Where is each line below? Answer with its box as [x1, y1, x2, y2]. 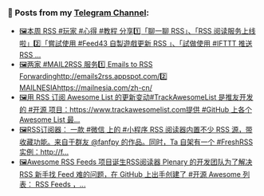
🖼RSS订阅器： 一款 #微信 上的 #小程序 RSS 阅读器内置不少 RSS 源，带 [18, 125, 253, 135]
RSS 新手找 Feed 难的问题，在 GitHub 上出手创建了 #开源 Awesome [18, 170, 241, 179]
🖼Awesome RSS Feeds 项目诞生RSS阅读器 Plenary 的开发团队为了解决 [18, 157, 253, 167]
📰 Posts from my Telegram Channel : [7, 7, 149, 18]
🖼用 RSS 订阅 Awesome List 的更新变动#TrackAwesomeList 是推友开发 [18, 92, 254, 102]
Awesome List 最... [18, 115, 81, 124]
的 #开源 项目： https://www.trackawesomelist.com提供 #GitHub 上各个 [18, 105, 253, 115]
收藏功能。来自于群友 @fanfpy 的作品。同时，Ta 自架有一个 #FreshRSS [18, 137, 253, 147]
